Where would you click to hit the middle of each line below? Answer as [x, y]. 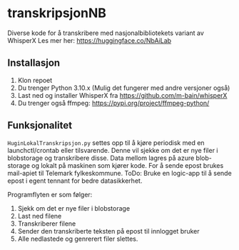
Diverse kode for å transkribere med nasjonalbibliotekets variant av [106, 33]
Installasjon [34, 63]
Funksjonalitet [40, 125]
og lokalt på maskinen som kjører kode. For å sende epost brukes [128, 165]
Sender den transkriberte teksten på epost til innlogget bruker [108, 231]
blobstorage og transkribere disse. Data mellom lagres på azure [101, 158]
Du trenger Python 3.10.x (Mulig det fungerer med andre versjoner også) [124, 88]
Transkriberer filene [47, 224]
